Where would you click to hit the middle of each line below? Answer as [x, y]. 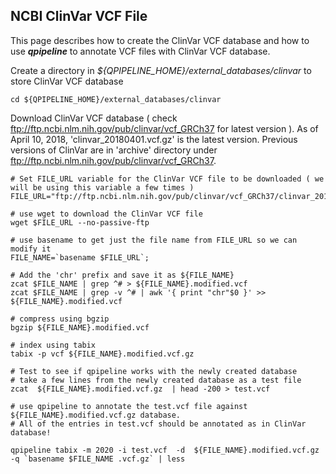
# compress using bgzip [60, 319]
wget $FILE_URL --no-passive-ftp [80, 222]
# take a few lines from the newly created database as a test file [156, 380]
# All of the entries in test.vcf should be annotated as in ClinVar [158, 424]
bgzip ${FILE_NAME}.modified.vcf [80, 327]
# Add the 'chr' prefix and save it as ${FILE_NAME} [122, 275]
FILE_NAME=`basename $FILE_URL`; [80, 257]
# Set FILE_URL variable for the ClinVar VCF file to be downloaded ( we [167, 179]
